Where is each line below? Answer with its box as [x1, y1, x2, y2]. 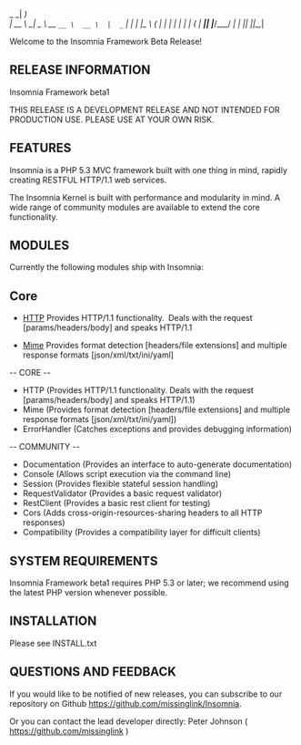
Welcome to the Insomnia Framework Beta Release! [9, 36, 203, 47]
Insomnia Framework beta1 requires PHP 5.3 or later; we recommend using [9, 577, 289, 588]
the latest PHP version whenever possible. [9, 587, 168, 598]
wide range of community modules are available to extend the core [9, 202, 261, 212]
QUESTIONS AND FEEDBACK [9, 664, 177, 679]
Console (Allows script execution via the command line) [22, 469, 232, 480]
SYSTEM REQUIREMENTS [9, 553, 158, 569]
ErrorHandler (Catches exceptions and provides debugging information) [22, 424, 293, 435]
